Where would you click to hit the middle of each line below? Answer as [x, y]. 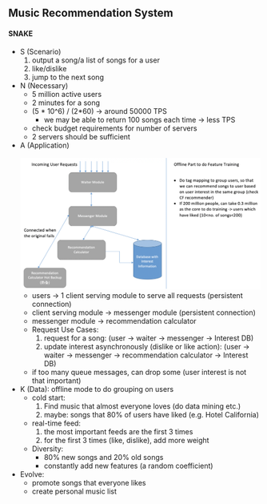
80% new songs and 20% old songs [104, 457]
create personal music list [74, 491]
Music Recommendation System [91, 13]
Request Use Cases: [65, 329]
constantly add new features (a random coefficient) [128, 466]
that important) [56, 381]
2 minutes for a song [66, 103]
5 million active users [67, 94]
